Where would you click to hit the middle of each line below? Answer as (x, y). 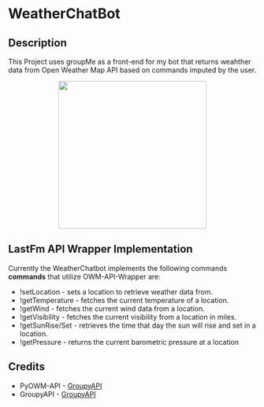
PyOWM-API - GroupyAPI (61, 386)
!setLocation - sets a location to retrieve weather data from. (116, 291)
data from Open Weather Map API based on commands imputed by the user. (132, 70)
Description (37, 43)
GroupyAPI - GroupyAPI (58, 394)
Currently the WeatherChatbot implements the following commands (118, 268)
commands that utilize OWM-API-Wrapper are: (84, 276)
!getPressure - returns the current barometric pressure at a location (129, 342)
